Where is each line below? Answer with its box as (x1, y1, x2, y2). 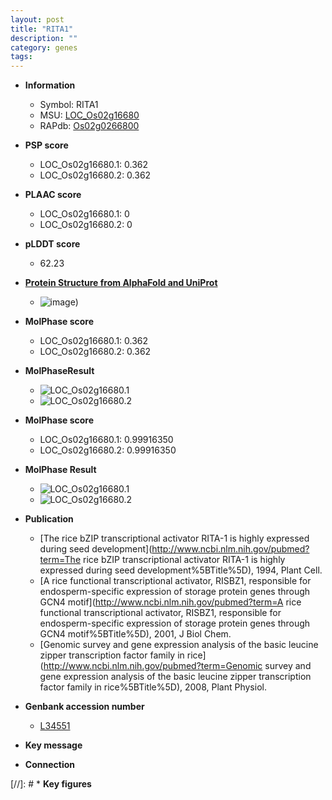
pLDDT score (24, 238, 81, 250)
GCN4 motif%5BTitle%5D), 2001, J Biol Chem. (39, 628, 232, 640)
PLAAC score (24, 189, 82, 201)
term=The (39, 554, 82, 566)
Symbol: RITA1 (39, 99, 99, 111)
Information (24, 79, 76, 91)
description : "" (10, 33, 78, 43)
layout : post (10, 14, 65, 25)
